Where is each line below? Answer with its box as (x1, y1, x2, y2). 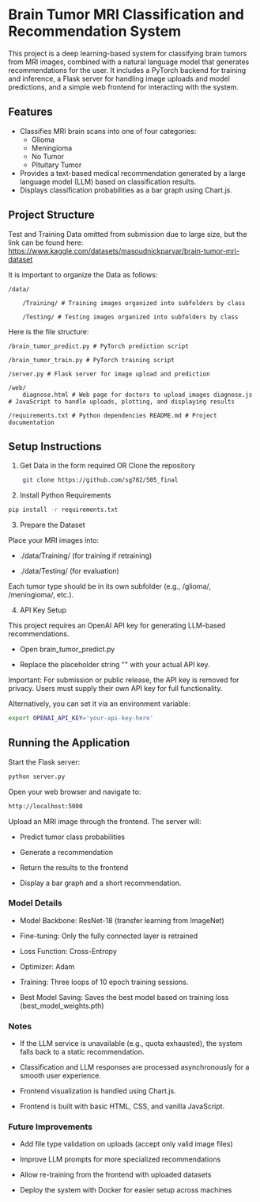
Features (8, 105, 53, 119)
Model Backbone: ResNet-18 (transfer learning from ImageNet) (19, 915, 225, 925)
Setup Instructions (8, 440, 102, 453)
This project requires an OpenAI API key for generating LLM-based (8, 620, 226, 631)
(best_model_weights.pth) (19, 1001, 104, 1010)
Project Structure (8, 208, 95, 222)
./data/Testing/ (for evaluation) (19, 567, 120, 576)
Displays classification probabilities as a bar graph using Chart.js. (19, 185, 233, 195)
